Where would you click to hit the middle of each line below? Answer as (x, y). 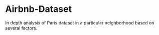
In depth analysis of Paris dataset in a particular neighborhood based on (80, 23)
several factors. (21, 28)
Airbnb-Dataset (38, 9)
